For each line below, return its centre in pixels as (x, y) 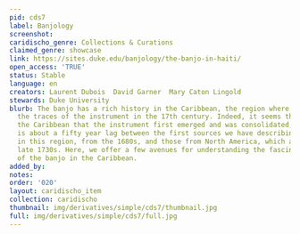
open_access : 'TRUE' (48, 68)
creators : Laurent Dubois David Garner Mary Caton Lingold (125, 92)
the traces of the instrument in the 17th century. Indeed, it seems (149, 117)
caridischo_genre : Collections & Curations (92, 42)
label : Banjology (42, 26)
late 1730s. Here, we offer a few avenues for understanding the (142, 149)
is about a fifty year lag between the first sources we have (135, 133)
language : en (33, 84)
